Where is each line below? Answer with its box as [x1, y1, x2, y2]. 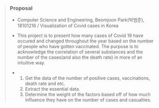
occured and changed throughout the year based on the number [17, 38, 154, 44]
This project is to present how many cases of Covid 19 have [17, 33, 144, 39]
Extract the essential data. [25, 86, 81, 92]
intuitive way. [17, 60, 46, 66]
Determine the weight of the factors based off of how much [25, 92, 151, 98]
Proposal [9, 5, 33, 12]
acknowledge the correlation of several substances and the [17, 49, 143, 55]
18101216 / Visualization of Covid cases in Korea [17, 23, 119, 29]
